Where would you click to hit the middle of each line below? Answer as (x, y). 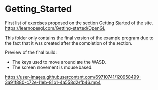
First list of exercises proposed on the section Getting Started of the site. (79, 23)
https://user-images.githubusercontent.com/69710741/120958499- (73, 77)
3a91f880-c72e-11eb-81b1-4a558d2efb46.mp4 (53, 82)
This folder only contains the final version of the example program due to (79, 38)
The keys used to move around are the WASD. (59, 62)
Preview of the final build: (31, 52)
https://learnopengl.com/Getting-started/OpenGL (55, 28)
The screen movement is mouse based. (52, 67)
